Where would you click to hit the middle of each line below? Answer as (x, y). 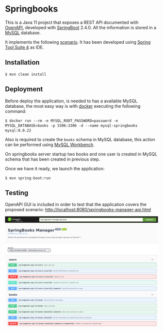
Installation (22, 62)
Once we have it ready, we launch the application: (55, 168)
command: (16, 111)
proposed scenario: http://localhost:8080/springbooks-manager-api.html (78, 210)
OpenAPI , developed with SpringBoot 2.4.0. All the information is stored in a (81, 27)
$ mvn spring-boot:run (28, 178)
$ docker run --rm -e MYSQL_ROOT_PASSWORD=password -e (62, 121)
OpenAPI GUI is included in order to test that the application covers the (76, 204)
